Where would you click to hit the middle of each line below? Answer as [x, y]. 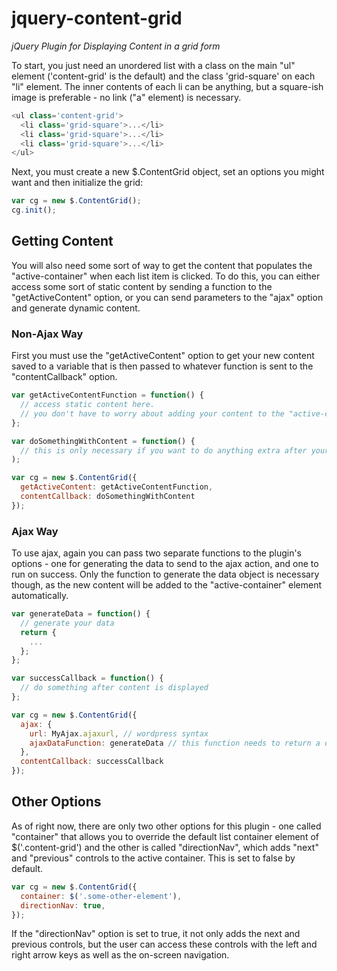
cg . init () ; [34, 210]
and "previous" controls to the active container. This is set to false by [153, 858]
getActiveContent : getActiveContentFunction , [117, 487]
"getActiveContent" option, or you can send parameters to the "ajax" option [167, 297]
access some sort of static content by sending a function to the [142, 286]
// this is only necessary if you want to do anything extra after [164, 450]
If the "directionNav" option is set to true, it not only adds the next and [156, 934]
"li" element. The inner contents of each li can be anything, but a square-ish [167, 86]
